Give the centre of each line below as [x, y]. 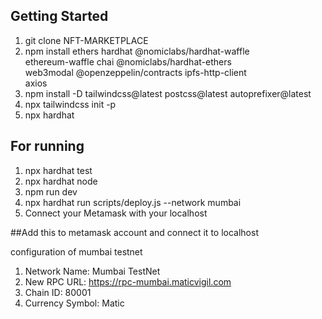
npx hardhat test [58, 170]
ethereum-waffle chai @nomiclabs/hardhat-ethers [128, 61]
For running [47, 146]
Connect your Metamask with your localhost [116, 213]
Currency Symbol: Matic [74, 303]
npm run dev [51, 191]
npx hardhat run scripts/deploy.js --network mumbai [133, 202]
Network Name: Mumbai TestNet [92, 271]
